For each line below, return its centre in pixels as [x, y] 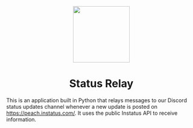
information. [21, 119]
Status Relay [101, 84]
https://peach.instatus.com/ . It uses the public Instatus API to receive [92, 113]
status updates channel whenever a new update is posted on [82, 106]
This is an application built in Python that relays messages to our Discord [96, 100]
